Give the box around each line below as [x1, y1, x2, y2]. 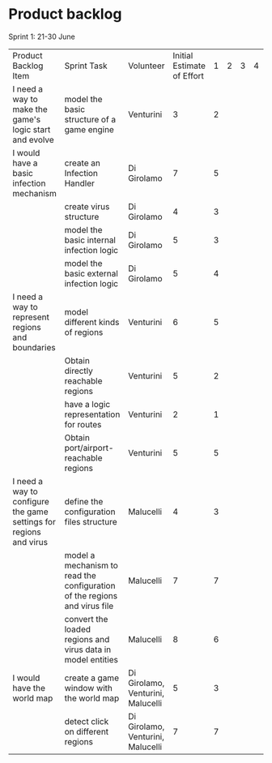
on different [64, 726, 109, 737]
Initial [172, 49, 193, 61]
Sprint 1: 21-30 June [8, 32, 75, 41]
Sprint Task [64, 60, 108, 71]
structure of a [64, 114, 116, 125]
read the [64, 569, 97, 581]
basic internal [64, 234, 116, 246]
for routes [64, 418, 102, 430]
